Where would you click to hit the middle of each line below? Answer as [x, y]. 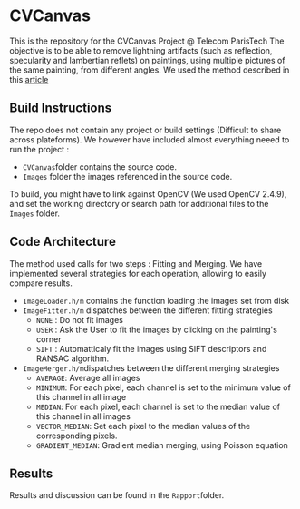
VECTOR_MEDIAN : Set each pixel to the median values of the [143, 426]
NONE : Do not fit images [80, 319]
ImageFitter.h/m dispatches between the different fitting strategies [148, 310]
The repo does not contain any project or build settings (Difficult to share [145, 130]
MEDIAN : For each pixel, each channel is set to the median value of [158, 406]
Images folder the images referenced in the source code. [127, 176]
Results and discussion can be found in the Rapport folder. [117, 495]
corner [48, 339]
